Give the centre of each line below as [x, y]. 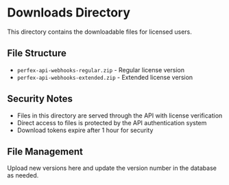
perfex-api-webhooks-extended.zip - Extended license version [105, 77]
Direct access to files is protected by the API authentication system [112, 122]
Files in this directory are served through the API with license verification [120, 116]
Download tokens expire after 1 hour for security [85, 130]
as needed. [23, 175]
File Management [45, 152]
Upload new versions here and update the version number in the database [112, 168]
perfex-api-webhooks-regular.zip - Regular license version [101, 69]
